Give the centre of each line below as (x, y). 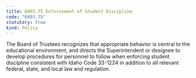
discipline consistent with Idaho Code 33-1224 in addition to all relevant (92, 63)
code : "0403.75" (26, 17)
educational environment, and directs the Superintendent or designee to (93, 51)
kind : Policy (22, 28)
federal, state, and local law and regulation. (58, 69)
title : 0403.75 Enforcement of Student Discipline (69, 11)
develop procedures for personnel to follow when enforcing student (88, 56)
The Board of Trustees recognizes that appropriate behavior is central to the (98, 44)
